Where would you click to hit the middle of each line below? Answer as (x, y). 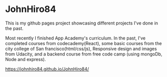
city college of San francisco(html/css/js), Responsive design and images (81, 48)
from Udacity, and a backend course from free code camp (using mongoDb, (84, 54)
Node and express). (26, 59)
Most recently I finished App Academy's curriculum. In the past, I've (75, 38)
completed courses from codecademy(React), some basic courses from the (83, 43)
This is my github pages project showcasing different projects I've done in (82, 23)
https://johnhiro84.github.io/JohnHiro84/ (47, 69)
